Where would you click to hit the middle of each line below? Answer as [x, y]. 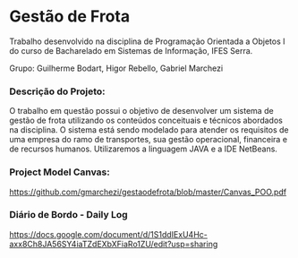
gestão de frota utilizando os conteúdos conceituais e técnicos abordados [146, 120]
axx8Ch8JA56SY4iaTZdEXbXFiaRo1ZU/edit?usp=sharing [114, 244]
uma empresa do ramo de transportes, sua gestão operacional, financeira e [149, 140]
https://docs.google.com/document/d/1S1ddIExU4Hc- [108, 234]
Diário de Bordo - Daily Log [68, 215]
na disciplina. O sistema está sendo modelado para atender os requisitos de [149, 130]
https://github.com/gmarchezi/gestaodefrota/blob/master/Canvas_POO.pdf [148, 192]
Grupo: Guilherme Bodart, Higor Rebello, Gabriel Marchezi [116, 68]
